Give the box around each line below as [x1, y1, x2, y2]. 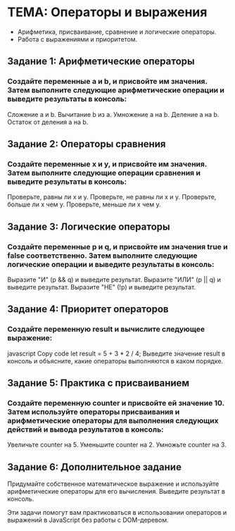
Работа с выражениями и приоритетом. [17, 35, 138, 43]
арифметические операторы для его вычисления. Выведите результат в [7, 487, 225, 496]
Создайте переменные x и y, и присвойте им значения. [7, 159, 208, 169]
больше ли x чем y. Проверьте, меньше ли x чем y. [7, 200, 161, 208]
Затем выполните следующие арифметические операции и [7, 85, 225, 95]
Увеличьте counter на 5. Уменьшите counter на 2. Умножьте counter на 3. [7, 441, 227, 449]
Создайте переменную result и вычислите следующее [7, 325, 205, 335]
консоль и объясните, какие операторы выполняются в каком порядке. [7, 356, 224, 365]
